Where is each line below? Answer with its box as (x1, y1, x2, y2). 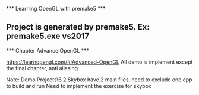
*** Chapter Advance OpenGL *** (6, 47, 90, 54)
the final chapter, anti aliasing (6, 64, 78, 71)
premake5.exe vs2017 (6, 31, 90, 41)
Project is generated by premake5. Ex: (6, 22, 150, 32)
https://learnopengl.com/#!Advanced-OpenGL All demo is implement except (6, 58, 193, 65)
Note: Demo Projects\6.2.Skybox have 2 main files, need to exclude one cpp (6, 76, 192, 83)
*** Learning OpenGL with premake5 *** (6, 5, 106, 12)
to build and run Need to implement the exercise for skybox (6, 82, 151, 89)
